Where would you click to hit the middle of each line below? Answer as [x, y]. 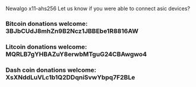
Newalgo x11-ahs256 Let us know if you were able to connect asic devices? [98, 9]
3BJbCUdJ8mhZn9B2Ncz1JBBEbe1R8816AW [72, 31]
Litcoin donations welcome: [46, 46]
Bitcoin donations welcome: [47, 24]
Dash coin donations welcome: [51, 70]
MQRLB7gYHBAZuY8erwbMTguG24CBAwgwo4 [76, 54]
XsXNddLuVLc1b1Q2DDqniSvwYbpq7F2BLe [70, 77]
